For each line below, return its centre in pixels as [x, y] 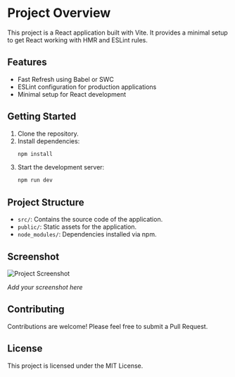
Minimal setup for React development [72, 94]
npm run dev [35, 180]
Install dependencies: [49, 141]
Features [27, 62]
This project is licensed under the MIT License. [75, 366]
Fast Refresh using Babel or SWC [65, 79]
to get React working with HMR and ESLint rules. [77, 40]
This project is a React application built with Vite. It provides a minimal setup [118, 32]
